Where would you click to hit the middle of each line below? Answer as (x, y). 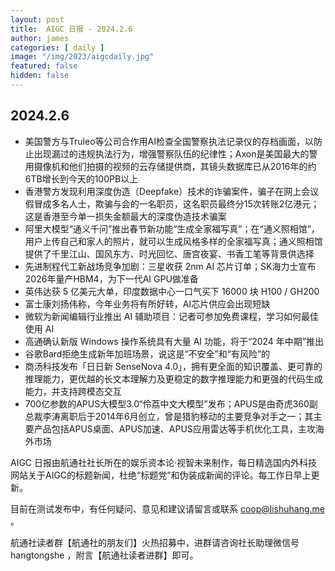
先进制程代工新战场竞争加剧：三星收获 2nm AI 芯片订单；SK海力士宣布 (170, 266)
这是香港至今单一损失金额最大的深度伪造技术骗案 (125, 216)
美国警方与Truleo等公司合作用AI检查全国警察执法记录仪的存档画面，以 (169, 141)
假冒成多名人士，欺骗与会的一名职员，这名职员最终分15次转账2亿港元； (172, 203)
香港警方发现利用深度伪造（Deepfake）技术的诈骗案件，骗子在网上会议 (172, 191)
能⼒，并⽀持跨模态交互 (73, 391)
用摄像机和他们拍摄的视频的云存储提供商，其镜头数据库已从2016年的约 (170, 166)
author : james (40, 38)
